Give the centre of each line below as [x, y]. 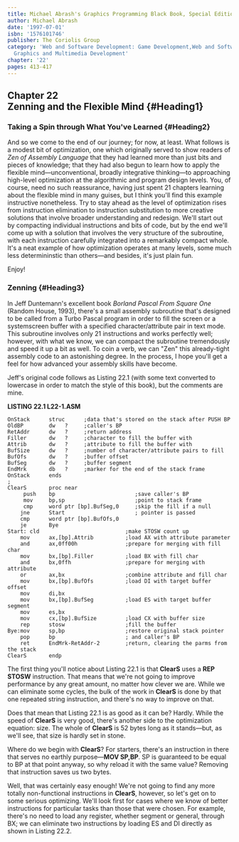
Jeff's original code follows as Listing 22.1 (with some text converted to [111, 377]
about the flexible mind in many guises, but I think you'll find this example [115, 195]
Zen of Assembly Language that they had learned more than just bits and [115, 158]
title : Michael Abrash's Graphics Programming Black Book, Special [110, 14]
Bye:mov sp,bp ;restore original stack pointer [116, 631]
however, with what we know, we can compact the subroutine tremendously [119, 341]
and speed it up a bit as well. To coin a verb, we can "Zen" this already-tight [118, 348]
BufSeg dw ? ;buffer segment [70, 463]
